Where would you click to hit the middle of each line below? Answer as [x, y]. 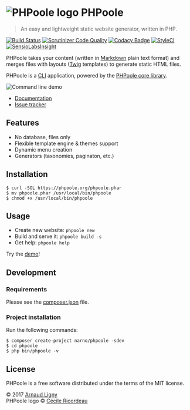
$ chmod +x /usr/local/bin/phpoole [50, 198]
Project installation [33, 317]
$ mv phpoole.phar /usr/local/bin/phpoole [59, 193]
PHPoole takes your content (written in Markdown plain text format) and [93, 58]
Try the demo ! [23, 254]
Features [23, 123]
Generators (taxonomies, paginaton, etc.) [64, 156]
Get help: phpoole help [42, 243]
